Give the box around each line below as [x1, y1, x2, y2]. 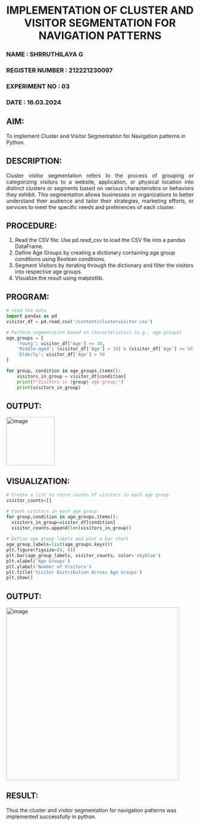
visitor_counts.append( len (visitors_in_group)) [11, 525, 132, 531]
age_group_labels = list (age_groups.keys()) [6, 542, 113, 548]
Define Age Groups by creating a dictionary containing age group [14, 249, 176, 256]
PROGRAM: [6, 291, 49, 302]
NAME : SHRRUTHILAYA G [6, 50, 83, 58]
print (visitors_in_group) [17, 384, 82, 390]
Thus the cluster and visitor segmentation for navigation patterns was [6, 806, 177, 813]
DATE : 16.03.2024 [6, 98, 61, 106]
